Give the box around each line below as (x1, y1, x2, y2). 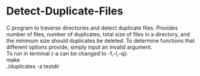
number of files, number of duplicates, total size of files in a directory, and (6, 30, 190, 37)
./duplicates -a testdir (6, 62, 60, 70)
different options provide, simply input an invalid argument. (6, 43, 152, 51)
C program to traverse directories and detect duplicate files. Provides (6, 24, 178, 31)
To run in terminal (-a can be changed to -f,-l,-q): (6, 49, 128, 57)
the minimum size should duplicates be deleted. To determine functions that (6, 37, 195, 44)
